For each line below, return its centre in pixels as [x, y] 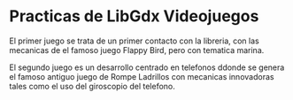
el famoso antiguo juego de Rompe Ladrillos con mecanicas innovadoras [142, 76]
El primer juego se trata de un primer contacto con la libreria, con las [134, 41]
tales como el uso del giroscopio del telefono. [92, 86]
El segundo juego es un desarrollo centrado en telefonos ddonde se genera [147, 67]
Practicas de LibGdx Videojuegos [134, 16]
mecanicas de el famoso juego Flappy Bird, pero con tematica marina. [137, 50]
